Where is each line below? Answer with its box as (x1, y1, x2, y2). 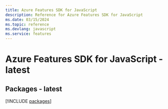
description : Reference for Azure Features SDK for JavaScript (5, 12, 143, 17)
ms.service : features (5, 31, 52, 36)
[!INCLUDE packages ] (5, 98, 52, 104)
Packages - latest (5, 84, 62, 93)
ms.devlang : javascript (5, 27, 56, 32)
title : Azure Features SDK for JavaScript (5, 7, 97, 13)
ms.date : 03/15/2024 (5, 17, 50, 22)
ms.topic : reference (5, 21, 50, 27)
